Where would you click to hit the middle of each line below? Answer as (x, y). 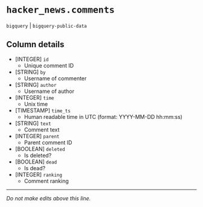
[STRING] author (36, 84)
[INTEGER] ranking (38, 174)
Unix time (36, 104)
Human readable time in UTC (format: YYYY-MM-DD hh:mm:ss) (103, 116)
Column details (35, 44)
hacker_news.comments (60, 10)
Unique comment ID (49, 65)
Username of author (49, 91)
